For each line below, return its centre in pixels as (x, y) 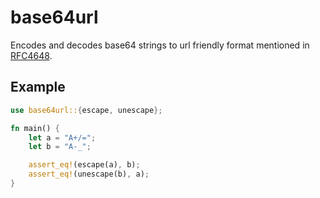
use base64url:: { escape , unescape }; (86, 110)
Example (38, 87)
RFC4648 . (31, 55)
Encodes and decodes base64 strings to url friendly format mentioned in (160, 45)
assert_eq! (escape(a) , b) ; (84, 165)
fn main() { (35, 128)
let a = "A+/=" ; (62, 137)
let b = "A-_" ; (60, 147)
